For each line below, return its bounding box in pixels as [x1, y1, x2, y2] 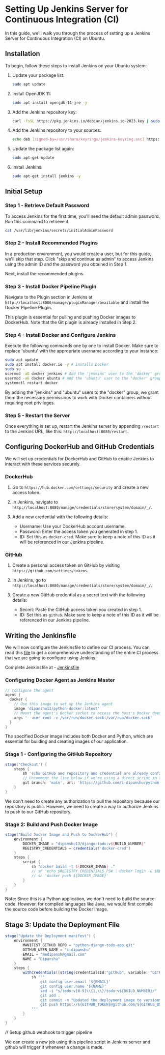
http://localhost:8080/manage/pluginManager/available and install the [5, 299, 149, 305]
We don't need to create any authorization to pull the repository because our [5, 798, 160, 804]
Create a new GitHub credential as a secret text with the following [12, 592, 145, 598]
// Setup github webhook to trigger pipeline [5, 1029, 92, 1035]
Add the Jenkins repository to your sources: [12, 127, 102, 133]
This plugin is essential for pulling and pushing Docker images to [5, 314, 136, 320]
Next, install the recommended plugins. [5, 270, 84, 276]
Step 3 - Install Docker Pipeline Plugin [5, 283, 97, 290]
